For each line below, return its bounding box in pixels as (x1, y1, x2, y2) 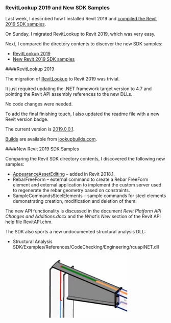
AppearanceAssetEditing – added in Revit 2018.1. (12, 171, 115, 177)
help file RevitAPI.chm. (5, 219, 53, 225)
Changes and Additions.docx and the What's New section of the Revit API (5, 213, 161, 220)
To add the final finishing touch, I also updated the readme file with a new (5, 111, 160, 117)
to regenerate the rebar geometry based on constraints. (12, 187, 130, 194)
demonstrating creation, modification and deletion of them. (12, 198, 137, 204)
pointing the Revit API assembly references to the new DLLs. (5, 91, 133, 97)
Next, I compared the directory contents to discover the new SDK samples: (5, 41, 163, 47)
